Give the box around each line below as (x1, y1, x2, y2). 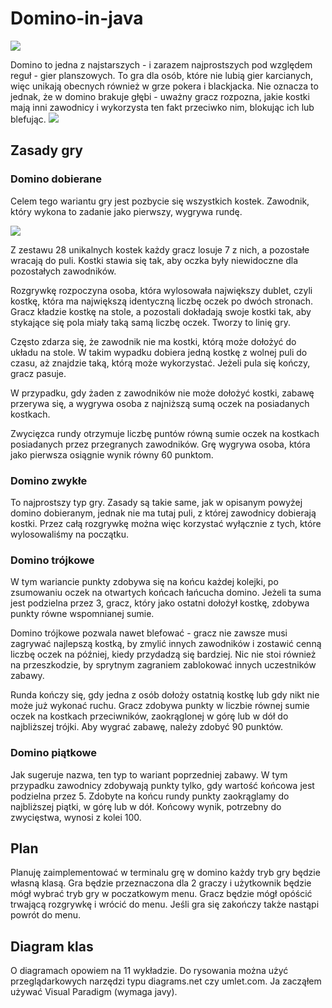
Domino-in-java (10, 7, 144, 30)
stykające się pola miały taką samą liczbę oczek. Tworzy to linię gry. (10, 316, 291, 328)
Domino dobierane (10, 172, 103, 186)
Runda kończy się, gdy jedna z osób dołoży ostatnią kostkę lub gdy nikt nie (10, 689, 320, 701)
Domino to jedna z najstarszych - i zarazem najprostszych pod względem (10, 58, 313, 71)
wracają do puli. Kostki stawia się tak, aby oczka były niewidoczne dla (10, 254, 299, 266)
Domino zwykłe (10, 473, 88, 487)
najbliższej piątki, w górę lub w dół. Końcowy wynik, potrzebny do (10, 800, 282, 812)
